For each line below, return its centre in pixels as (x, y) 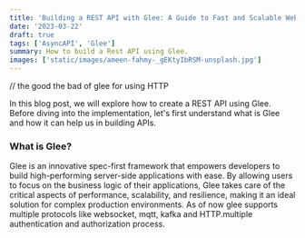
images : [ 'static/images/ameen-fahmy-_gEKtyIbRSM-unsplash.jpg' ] (135, 60)
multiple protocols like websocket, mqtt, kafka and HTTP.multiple (131, 214)
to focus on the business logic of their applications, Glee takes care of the (148, 185)
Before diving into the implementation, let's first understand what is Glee (145, 113)
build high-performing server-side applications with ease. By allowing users (151, 176)
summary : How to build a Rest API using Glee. (99, 52)
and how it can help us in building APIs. (83, 123)
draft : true (32, 35)
